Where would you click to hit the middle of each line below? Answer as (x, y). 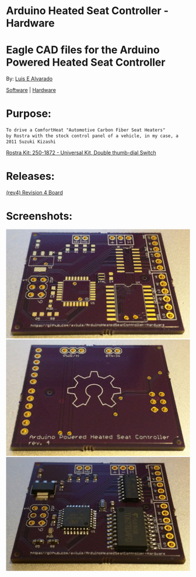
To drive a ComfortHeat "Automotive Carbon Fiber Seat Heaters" (86, 130)
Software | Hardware (31, 90)
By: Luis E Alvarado (29, 79)
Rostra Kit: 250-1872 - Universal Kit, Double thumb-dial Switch (81, 153)
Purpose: (29, 114)
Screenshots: (39, 216)
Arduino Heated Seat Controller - (87, 11)
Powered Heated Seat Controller (86, 62)
